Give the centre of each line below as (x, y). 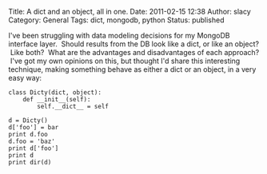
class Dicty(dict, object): (55, 93)
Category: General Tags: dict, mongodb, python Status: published (117, 20)
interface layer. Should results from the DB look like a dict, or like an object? (134, 44)
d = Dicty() (28, 121)
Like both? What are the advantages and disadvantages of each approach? (135, 52)
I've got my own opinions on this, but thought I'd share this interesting (125, 61)
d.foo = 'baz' (32, 141)
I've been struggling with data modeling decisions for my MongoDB (119, 36)
